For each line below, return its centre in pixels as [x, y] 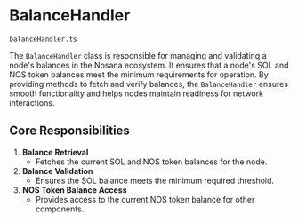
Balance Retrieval [55, 152]
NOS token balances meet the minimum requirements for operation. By [139, 74]
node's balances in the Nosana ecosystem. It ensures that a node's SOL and [149, 65]
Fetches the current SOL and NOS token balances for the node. [151, 162]
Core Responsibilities [70, 131]
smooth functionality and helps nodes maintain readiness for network [137, 93]
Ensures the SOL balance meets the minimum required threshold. [154, 180]
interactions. [32, 102]
